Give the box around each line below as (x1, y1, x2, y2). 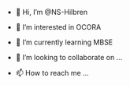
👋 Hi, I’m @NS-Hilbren (15, 8, 88, 16)
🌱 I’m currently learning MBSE (15, 37, 113, 47)
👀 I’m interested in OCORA (15, 23, 102, 31)
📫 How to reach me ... (15, 69, 89, 77)
